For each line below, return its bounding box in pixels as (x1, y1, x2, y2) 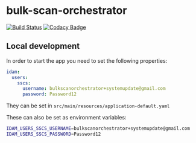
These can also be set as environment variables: (6, 114, 127, 121)
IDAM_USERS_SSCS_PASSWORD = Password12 (6, 131, 101, 137)
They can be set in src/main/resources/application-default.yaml (6, 102, 170, 109)
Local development (6, 41, 80, 51)
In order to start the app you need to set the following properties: (6, 57, 168, 64)
